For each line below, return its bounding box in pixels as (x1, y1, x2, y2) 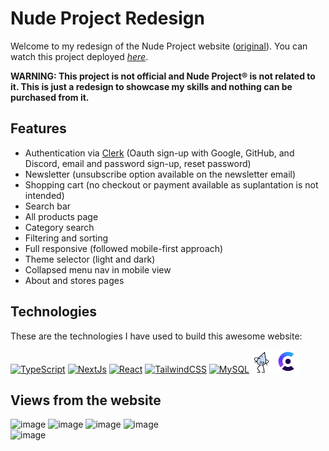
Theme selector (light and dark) (24, 253, 156, 265)
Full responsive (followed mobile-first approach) (24, 242, 224, 254)
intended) (24, 189, 65, 201)
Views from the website (10, 392, 162, 409)
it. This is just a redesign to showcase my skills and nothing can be (10, 80, 293, 92)
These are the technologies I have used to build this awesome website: (10, 330, 303, 342)
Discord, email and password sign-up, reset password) (24, 157, 252, 169)
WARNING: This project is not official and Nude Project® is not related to (10, 70, 316, 82)
